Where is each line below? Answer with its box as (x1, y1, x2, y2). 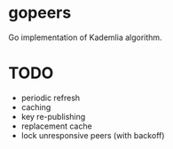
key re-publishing (20, 111, 86, 122)
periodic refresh (20, 92, 81, 103)
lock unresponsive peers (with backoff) (20, 129, 165, 140)
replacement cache (20, 121, 92, 131)
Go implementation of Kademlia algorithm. (8, 32, 162, 43)
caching (20, 101, 51, 113)
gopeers (8, 3, 72, 23)
